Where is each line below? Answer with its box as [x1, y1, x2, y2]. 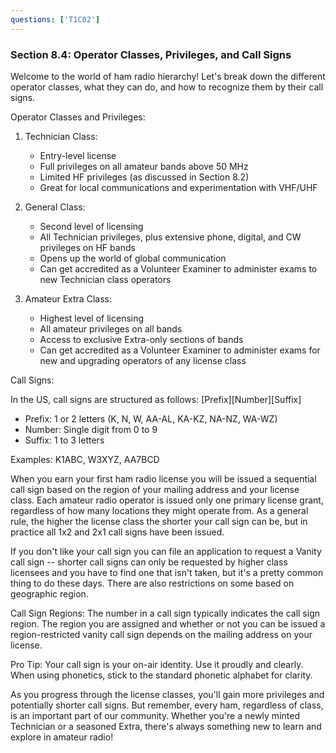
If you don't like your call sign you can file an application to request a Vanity [10, 545, 322, 557]
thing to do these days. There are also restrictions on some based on [10, 577, 295, 589]
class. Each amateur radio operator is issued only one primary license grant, [10, 494, 324, 506]
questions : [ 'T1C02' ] [10, 14, 101, 25]
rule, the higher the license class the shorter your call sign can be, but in [10, 515, 308, 527]
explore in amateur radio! [10, 731, 114, 743]
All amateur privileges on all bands [39, 322, 183, 335]
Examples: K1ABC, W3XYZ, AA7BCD [10, 453, 160, 465]
